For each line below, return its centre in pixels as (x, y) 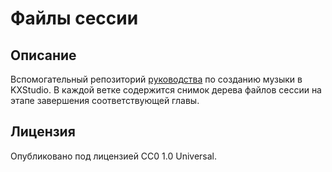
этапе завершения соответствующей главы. (105, 100)
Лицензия (43, 132)
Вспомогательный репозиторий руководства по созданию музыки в (156, 79)
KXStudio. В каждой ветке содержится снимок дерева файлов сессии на (166, 90)
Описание (43, 55)
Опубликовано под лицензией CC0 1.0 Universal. (114, 156)
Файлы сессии (74, 18)
